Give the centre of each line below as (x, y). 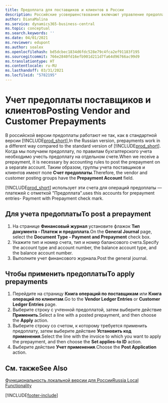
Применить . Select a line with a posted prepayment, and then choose (84, 315)
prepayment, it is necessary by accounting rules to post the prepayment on (83, 162)
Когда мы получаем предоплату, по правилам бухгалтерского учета (78, 151)
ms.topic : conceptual (28, 29)
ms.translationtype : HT (30, 61)
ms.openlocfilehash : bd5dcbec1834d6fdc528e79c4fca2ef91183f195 (72, 52)
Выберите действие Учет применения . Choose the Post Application (84, 347)
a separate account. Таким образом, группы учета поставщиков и (75, 167)
